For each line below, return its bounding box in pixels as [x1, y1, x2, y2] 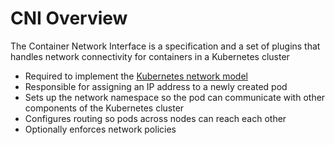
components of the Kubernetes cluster [24, 102, 185, 114]
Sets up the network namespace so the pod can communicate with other [24, 91, 326, 103]
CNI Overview [10, 7, 128, 30]
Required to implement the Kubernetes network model [24, 70, 248, 82]
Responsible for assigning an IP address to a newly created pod [24, 80, 288, 92]
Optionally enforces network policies [24, 123, 177, 135]
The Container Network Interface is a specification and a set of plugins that [10, 40, 321, 52]
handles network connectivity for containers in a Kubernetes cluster [10, 50, 290, 62]
